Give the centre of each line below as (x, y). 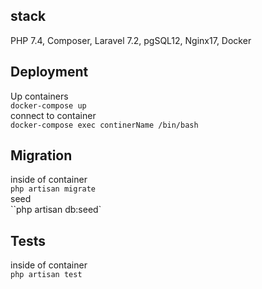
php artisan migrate (53, 189)
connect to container (53, 115)
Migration (41, 155)
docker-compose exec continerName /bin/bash (104, 125)
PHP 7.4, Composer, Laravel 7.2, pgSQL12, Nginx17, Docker (131, 40)
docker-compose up (48, 105)
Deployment (49, 72)
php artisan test (46, 275)
